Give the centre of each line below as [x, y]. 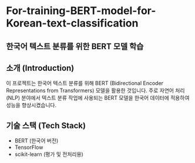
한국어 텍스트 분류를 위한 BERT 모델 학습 [75, 46]
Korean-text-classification [72, 23]
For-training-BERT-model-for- [81, 11]
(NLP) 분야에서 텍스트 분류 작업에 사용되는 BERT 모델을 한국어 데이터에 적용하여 [98, 98]
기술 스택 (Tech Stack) [46, 125]
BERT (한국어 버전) [36, 141]
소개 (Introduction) [40, 68]
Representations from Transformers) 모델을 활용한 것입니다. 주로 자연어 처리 [95, 91]
